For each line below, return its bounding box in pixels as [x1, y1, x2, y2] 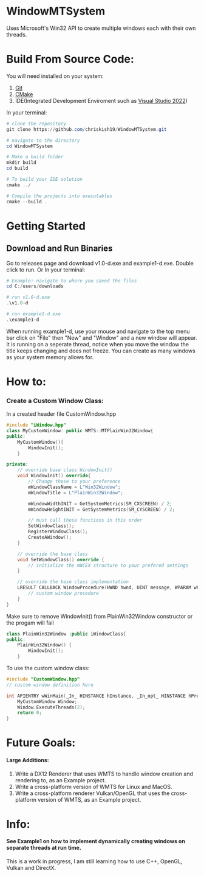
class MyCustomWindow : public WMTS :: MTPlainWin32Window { [6, 428, 154, 434]
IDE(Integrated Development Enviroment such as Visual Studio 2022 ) [15, 97, 188, 104]
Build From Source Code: [6, 52, 135, 66]
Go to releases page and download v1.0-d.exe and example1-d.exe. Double [6, 259, 194, 267]
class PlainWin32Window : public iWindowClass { [6, 631, 126, 637]
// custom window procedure [28, 590, 99, 597]
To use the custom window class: [6, 665, 90, 672]
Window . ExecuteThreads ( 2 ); [17, 704, 86, 710]
